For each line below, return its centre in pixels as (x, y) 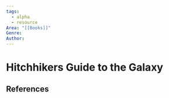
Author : (15, 38)
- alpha (21, 17)
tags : (13, 11)
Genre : (14, 33)
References (27, 89)
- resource (25, 22)
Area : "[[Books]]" (28, 28)
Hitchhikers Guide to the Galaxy (85, 67)
